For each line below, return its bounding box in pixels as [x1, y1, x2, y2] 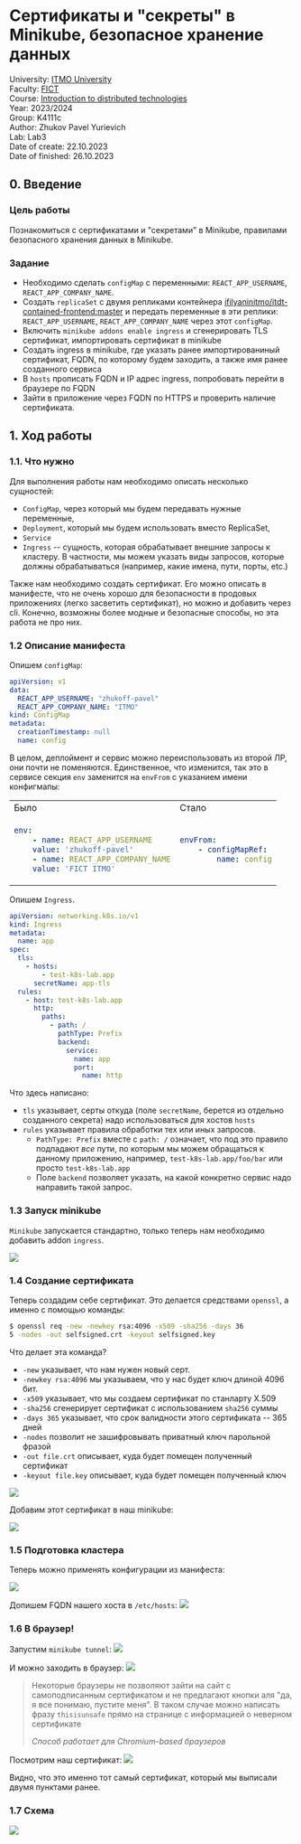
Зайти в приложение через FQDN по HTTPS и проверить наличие [22, 392, 277, 403]
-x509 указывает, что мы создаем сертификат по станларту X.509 [22, 1393, 277, 1404]
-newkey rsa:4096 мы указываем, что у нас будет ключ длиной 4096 [22, 1373, 285, 1384]
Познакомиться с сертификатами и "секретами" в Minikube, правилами [9, 224, 287, 235]
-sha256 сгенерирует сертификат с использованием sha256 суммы [22, 1402, 278, 1413]
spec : [9, 946, 30, 955]
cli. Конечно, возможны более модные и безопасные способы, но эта [9, 607, 279, 617]
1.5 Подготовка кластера [9, 1543, 124, 1556]
